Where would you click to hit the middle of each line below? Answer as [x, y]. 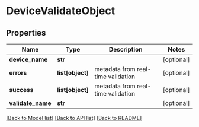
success [21, 90]
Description [126, 50]
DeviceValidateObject [61, 11]
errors [18, 73]
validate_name [30, 103]
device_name [28, 59]
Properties [26, 33]
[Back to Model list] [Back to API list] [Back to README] [74, 118]
